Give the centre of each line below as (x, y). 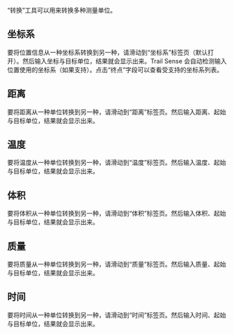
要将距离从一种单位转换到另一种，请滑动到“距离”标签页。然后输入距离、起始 (117, 112)
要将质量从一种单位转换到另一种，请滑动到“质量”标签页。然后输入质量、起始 (117, 264)
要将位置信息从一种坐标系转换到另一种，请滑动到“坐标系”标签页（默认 (108, 52)
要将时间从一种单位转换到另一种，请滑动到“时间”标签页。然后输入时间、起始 (117, 315)
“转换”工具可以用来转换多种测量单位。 (62, 10)
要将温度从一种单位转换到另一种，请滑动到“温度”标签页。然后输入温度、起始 (117, 163)
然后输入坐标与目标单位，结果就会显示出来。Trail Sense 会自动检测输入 (124, 61)
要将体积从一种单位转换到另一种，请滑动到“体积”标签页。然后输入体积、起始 (117, 214)
